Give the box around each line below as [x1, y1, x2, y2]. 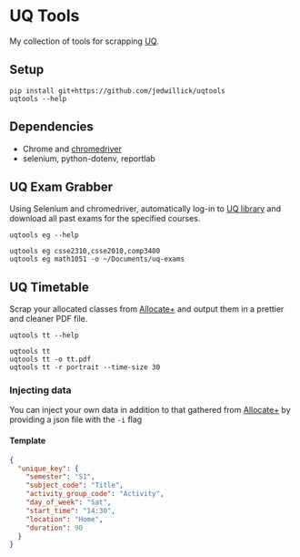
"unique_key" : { [17, 464, 79, 473]
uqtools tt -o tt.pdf [9, 355, 92, 365]
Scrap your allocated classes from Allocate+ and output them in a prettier [9, 304, 285, 315]
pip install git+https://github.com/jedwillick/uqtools [9, 86, 225, 96]
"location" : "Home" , [25, 514, 104, 524]
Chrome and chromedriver [22, 143, 123, 154]
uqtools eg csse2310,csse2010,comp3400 [9, 247, 161, 256]
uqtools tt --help [9, 331, 79, 340]
